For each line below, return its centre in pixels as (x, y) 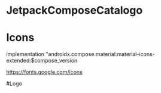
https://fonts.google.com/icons (44, 72)
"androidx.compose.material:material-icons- (100, 54)
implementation (25, 54)
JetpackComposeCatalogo (75, 10)
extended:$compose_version (42, 61)
